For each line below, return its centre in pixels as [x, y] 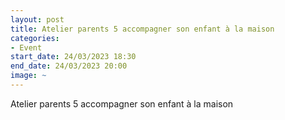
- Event [26, 47]
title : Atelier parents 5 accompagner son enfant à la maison [142, 29]
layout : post [37, 19]
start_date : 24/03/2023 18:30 [73, 57]
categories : [35, 38]
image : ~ [28, 76]
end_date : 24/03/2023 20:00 [69, 66]
